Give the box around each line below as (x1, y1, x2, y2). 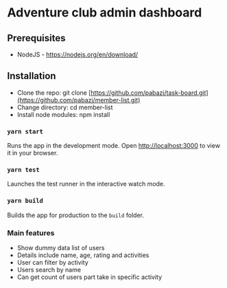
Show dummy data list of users (16, 244, 105, 252)
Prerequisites (7, 32, 66, 44)
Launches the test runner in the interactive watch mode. (7, 180, 166, 188)
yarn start (7, 127, 43, 135)
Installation (7, 70, 56, 82)
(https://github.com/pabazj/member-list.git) (16, 96, 141, 104)
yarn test (7, 166, 40, 174)
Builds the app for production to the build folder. (7, 211, 145, 219)
